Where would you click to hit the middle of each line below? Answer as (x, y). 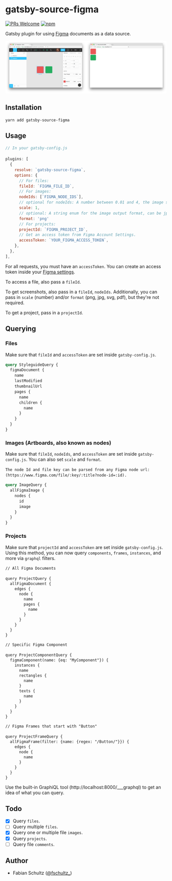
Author (17, 861)
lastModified (28, 381)
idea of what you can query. (35, 793)
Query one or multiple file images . (48, 833)
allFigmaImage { (27, 491)
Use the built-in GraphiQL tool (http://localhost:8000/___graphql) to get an (83, 787)
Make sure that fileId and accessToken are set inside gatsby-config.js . (81, 354)
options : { (26, 175)
